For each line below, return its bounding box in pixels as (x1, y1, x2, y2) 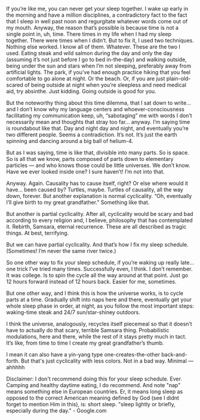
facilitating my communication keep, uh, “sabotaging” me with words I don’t (6, 112, 192, 119)
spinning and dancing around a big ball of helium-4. (6, 138, 133, 144)
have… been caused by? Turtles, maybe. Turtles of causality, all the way (6, 186, 183, 193)
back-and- (161, 351, 187, 358)
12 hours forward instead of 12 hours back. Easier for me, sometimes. (6, 278, 177, 285)
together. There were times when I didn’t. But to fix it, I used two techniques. (6, 37, 194, 44)
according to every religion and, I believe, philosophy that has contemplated (6, 217, 193, 224)
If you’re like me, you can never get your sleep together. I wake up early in (6, 5, 189, 12)
